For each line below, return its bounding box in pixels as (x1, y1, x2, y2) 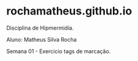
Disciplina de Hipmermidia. (6, 24, 74, 31)
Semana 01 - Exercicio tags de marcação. (6, 47, 111, 55)
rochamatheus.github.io (6, 4, 133, 18)
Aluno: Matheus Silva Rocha (6, 36, 77, 43)
